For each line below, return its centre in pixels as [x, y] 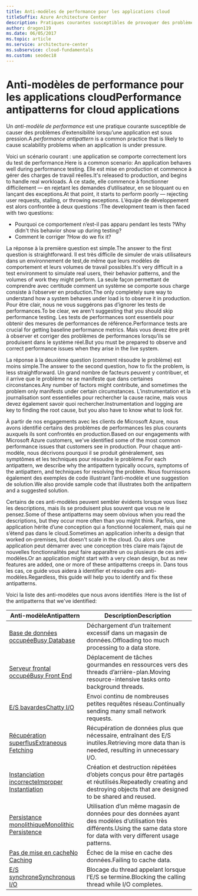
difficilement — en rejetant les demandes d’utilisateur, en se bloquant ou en [98, 188]
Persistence [26, 832]
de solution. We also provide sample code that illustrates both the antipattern [99, 484]
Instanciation [27, 774]
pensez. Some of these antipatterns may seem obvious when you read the [96, 514]
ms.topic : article [29, 39]
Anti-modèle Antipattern [45, 615]
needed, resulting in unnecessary [133, 750]
